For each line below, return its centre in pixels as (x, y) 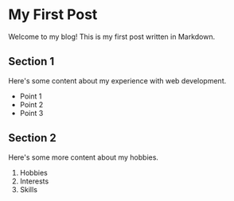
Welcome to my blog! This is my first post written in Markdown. (112, 37)
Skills (29, 189)
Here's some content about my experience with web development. (117, 80)
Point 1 (31, 96)
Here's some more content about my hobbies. (84, 157)
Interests (34, 181)
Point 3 (31, 113)
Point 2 (31, 104)
